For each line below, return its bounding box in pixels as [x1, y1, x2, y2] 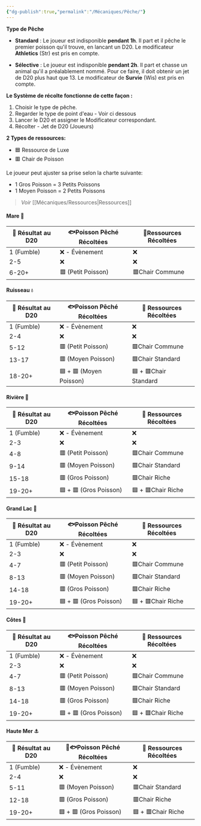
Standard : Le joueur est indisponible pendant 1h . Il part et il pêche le [14, 37, 187, 44]
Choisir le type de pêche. [14, 103, 77, 111]
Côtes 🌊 [6, 616, 26, 623]
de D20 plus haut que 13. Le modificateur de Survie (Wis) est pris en [14, 74, 184, 81]
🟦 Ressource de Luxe [14, 146, 69, 153]
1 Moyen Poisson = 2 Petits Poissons [14, 187, 106, 194]
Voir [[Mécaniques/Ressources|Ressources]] [20, 198, 132, 206]
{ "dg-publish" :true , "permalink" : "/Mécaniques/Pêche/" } [6, 8, 146, 15]
